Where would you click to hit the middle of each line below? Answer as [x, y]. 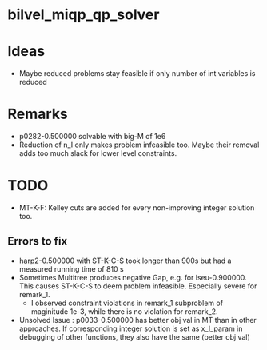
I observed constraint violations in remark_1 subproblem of [127, 303]
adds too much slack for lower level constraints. [98, 153]
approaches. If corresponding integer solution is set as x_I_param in [131, 328]
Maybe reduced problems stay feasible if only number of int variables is [137, 74]
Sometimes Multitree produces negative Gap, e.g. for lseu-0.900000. [133, 277]
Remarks [38, 114]
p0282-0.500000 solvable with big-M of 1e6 [92, 137]
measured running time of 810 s [72, 268]
